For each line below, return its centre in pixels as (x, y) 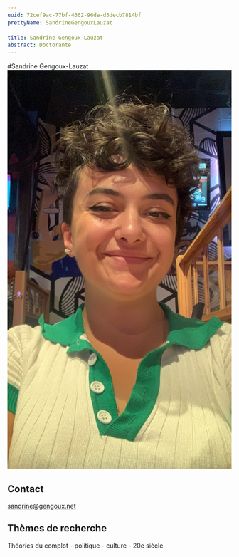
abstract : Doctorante (39, 45)
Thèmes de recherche (57, 528)
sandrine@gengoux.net (42, 506)
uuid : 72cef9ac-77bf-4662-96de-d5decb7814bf (74, 15)
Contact (26, 489)
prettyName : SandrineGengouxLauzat (60, 22)
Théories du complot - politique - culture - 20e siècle (85, 546)
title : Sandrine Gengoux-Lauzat (55, 38)
